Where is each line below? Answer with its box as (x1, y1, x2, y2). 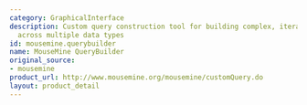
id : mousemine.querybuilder (9, 38, 117, 48)
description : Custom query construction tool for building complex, (9, 22, 276, 31)
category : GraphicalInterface (9, 13, 125, 23)
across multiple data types (17, 30, 125, 39)
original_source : (9, 56, 76, 65)
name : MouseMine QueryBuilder (9, 47, 125, 57)
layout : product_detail (9, 81, 101, 90)
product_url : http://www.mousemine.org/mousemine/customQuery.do (9, 73, 263, 82)
